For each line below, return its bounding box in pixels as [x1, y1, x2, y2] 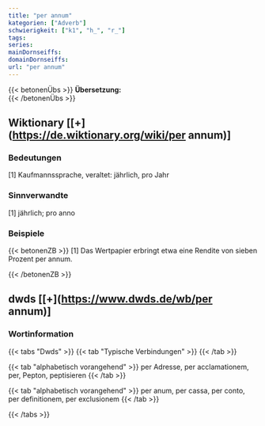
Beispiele [8, 227, 45, 238]
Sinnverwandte [8, 190, 69, 201]
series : [8, 41, 34, 49]
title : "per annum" [8, 11, 73, 20]
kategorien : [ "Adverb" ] [8, 19, 87, 27]
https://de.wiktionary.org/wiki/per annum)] [12, 128, 232, 143]
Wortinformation [8, 329, 74, 340]
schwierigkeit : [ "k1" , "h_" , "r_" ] [8, 26, 126, 34]
